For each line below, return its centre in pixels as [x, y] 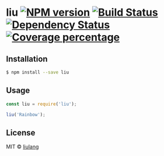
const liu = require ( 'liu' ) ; [41, 104]
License [21, 132]
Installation [27, 59]
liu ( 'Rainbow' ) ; [26, 115]
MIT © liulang [22, 147]
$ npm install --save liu [37, 72]
